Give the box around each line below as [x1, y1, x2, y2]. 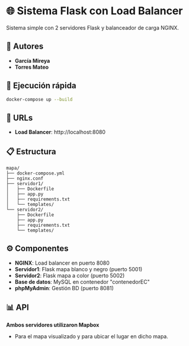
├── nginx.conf [6, 176, 44, 182]
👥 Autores [6, 42, 44, 52]
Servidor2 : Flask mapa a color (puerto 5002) [14, 272, 125, 279]
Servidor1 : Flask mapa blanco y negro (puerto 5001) [14, 265, 143, 272]
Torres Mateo [14, 64, 49, 71]
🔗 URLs [6, 113, 33, 123]
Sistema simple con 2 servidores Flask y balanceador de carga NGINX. [6, 24, 180, 31]
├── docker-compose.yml [6, 170, 65, 176]
